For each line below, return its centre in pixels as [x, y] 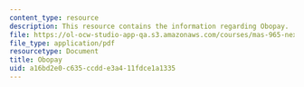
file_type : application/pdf [62, 43]
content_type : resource [54, 18]
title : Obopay [36, 60]
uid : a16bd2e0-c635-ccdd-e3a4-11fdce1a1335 [93, 69]
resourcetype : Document [54, 52]
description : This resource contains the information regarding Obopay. [149, 26]
